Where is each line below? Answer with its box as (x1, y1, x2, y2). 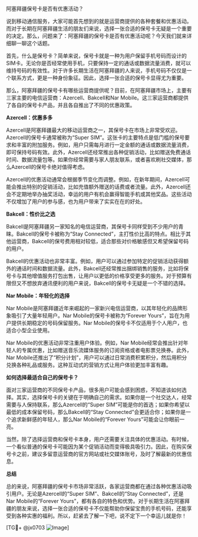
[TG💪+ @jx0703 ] (6, 524, 70, 531)
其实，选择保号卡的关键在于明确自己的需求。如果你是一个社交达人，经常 (16, 394, 192, 400)
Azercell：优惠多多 (6, 114, 53, 121)
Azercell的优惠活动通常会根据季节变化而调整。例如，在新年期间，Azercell (6, 176, 185, 183)
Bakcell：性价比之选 (6, 211, 56, 217)
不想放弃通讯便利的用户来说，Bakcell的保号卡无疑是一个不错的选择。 (21, 280, 189, 287)
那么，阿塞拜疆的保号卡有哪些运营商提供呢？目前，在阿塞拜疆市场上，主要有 (6, 87, 192, 94)
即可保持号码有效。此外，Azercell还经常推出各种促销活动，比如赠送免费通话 (6, 149, 192, 155)
